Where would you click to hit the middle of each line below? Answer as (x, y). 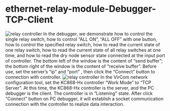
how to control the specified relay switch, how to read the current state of (83, 44)
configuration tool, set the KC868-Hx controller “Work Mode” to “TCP (78, 82)
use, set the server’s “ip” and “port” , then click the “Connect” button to (80, 71)
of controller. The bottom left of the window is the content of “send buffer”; (84, 61)
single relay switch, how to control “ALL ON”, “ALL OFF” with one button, (81, 39)
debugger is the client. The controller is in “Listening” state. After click (79, 93)
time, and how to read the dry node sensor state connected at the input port (85, 55)
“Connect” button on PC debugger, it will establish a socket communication (84, 99)
